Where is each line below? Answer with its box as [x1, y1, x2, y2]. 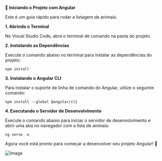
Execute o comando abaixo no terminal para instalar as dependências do [5, 52, 152, 58]
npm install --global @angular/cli [5, 99, 78, 104]
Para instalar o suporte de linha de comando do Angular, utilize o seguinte [5, 85, 154, 91]
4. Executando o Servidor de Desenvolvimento [5, 108, 102, 114]
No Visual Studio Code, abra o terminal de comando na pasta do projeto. [5, 33, 152, 39]
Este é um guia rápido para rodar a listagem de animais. [5, 14, 117, 20]
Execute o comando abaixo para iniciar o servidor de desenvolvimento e [5, 117, 151, 123]
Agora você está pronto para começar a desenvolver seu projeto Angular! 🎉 [5, 141, 158, 146]
